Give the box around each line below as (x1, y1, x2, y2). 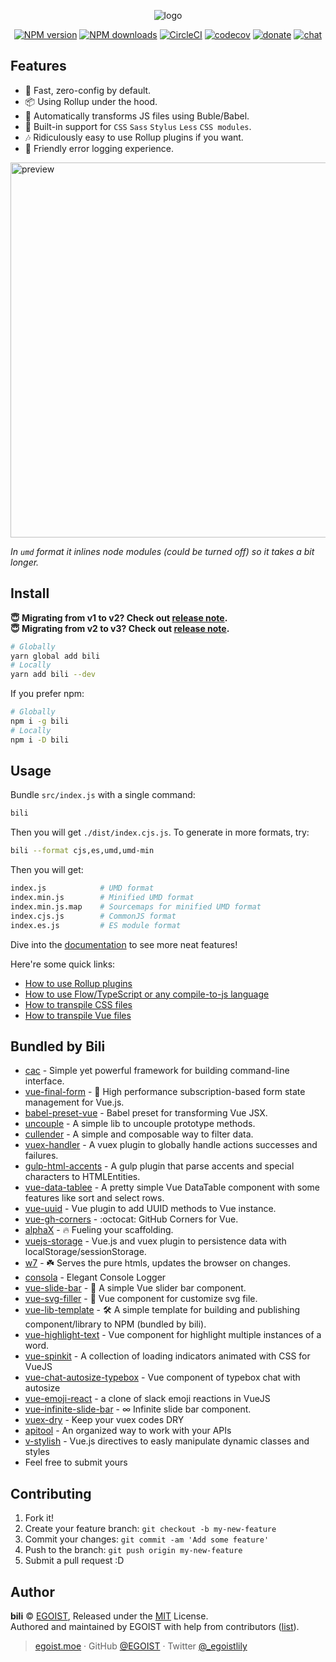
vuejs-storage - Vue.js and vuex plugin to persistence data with (24, 1235, 287, 1247)
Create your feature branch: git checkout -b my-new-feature (24, 1523, 277, 1535)
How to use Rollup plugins (24, 977, 133, 989)
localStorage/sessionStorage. (24, 1246, 147, 1258)
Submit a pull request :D (24, 1555, 125, 1567)
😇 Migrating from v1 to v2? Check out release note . (10, 611, 228, 624)
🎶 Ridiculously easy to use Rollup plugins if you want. (24, 131, 244, 143)
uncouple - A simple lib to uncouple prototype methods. (24, 1118, 256, 1130)
